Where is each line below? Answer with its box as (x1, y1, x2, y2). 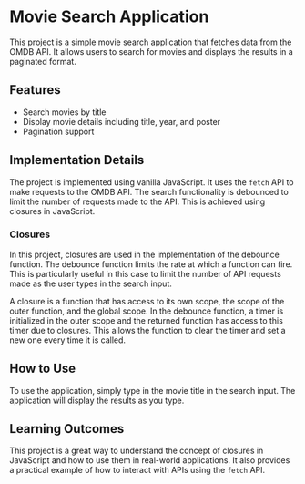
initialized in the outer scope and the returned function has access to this (9, 314, 284, 325)
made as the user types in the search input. (9, 278, 173, 289)
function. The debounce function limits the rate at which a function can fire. (9, 258, 293, 270)
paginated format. (9, 56, 77, 67)
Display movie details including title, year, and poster (22, 116, 221, 127)
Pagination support (22, 126, 95, 137)
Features (9, 82, 61, 98)
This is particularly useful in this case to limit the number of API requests (9, 268, 282, 279)
